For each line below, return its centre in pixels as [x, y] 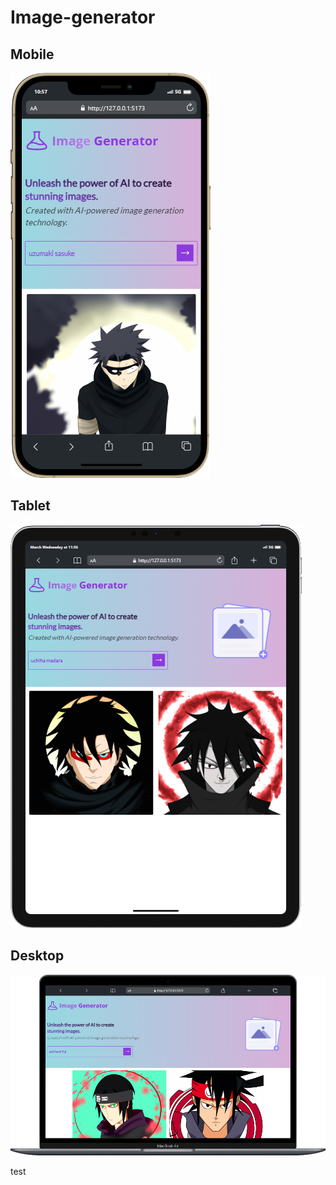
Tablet [30, 506]
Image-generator [83, 17]
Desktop [37, 956]
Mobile [32, 54]
